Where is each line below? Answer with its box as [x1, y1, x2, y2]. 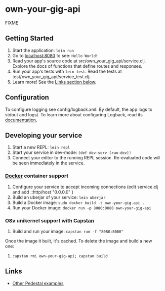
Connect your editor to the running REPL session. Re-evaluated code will [12, 155, 161, 161]
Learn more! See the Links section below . [12, 79, 97, 85]
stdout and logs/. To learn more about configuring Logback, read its [5, 111, 143, 117]
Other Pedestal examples [12, 280, 64, 286]
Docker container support [5, 172, 69, 179]
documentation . [5, 117, 38, 123]
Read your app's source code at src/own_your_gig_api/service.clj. [12, 58, 146, 64]
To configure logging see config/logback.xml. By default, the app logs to [5, 106, 153, 112]
